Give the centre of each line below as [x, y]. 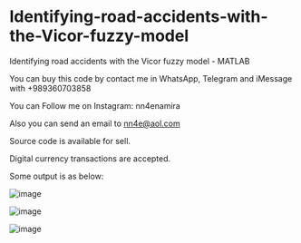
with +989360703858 [50, 88]
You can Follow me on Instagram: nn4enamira [95, 105]
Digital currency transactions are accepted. [90, 158]
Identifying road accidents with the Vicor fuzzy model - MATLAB [130, 61]
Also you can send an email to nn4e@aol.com [95, 123]
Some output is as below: [57, 176]
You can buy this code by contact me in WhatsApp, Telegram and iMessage [151, 78]
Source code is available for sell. [70, 141]
